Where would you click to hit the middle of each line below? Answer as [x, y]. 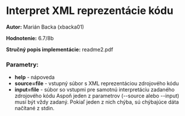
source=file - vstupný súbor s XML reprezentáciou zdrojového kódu [97, 83]
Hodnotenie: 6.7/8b [30, 38]
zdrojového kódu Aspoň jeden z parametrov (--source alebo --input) [97, 96]
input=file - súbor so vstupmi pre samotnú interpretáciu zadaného [95, 90]
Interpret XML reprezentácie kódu [90, 11]
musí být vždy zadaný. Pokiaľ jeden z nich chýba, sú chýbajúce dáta [97, 102]
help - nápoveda [34, 78]
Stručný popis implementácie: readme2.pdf [60, 49]
